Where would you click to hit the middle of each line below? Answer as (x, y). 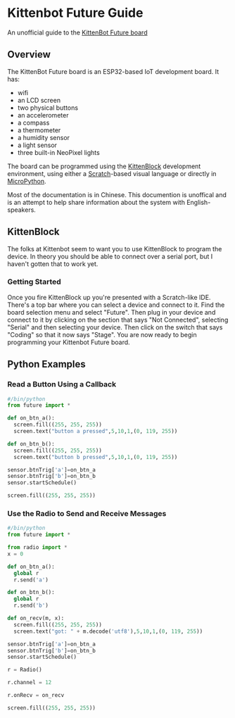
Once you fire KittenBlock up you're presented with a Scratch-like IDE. (109, 297)
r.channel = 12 (30, 683)
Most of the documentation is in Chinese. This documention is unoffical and (117, 194)
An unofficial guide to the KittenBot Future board (77, 32)
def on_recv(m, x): (36, 618)
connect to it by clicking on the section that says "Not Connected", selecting (118, 320)
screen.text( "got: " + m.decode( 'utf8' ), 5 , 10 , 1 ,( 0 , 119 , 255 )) (108, 631)
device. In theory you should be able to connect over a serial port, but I (110, 256)
